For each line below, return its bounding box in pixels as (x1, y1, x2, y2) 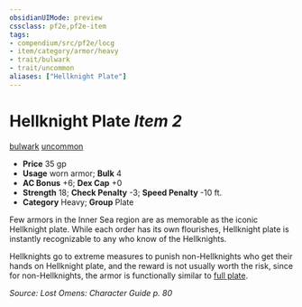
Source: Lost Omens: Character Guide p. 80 (9, 287, 173, 298)
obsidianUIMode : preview (9, 13, 103, 23)
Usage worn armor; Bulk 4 (22, 168, 122, 179)
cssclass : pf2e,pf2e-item (9, 22, 106, 31)
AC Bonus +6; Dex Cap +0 (22, 177, 123, 188)
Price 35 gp (22, 158, 68, 169)
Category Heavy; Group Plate (22, 196, 134, 208)
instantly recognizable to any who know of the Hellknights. (9, 233, 227, 244)
